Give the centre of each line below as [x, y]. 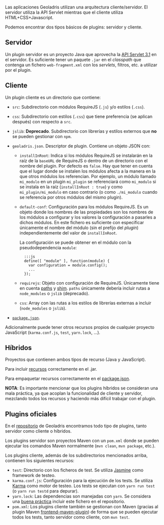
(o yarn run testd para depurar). [46, 491]
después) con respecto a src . [42, 121]
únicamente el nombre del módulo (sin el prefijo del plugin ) [79, 228]
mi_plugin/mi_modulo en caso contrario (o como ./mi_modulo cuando [88, 192]
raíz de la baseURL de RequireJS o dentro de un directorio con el [83, 160]
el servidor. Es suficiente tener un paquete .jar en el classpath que [73, 59]
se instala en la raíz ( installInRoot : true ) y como [71, 187]
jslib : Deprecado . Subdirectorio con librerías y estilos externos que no [84, 131]
